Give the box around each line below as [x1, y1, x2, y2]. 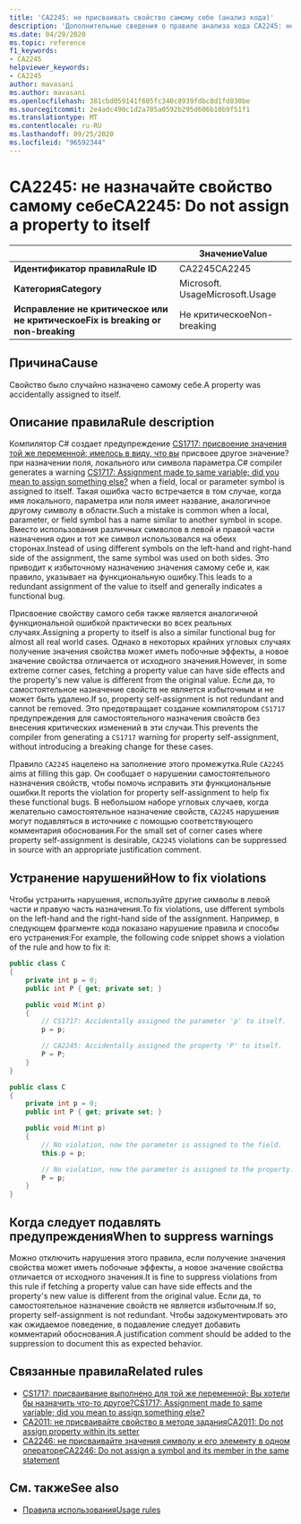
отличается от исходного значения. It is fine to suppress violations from [9, 1271, 278, 1282]
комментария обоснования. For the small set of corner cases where [9, 825, 262, 836]
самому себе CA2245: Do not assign [9, 195, 289, 216]
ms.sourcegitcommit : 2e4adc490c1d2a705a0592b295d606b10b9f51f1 [9, 105, 251, 114]
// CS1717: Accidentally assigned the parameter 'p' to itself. [41, 1017, 287, 1026]
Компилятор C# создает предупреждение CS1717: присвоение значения [9, 438, 287, 449]
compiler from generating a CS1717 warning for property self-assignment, [9, 732, 279, 743]
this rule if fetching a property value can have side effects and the [9, 1280, 253, 1291]
